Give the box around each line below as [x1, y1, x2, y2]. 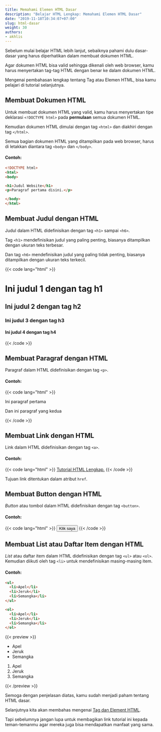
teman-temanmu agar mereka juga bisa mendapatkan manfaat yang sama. [5, 722, 154, 728]
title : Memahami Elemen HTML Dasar [5, 7, 77, 12]
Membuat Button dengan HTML [5, 490, 102, 498]
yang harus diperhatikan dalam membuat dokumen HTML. [17, 53, 134, 58]
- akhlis [5, 35, 23, 39]
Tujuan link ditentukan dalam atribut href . [5, 476, 88, 482]
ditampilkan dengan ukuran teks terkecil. [5, 257, 86, 263]
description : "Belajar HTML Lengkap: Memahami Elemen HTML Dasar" [5, 12, 142, 17]
